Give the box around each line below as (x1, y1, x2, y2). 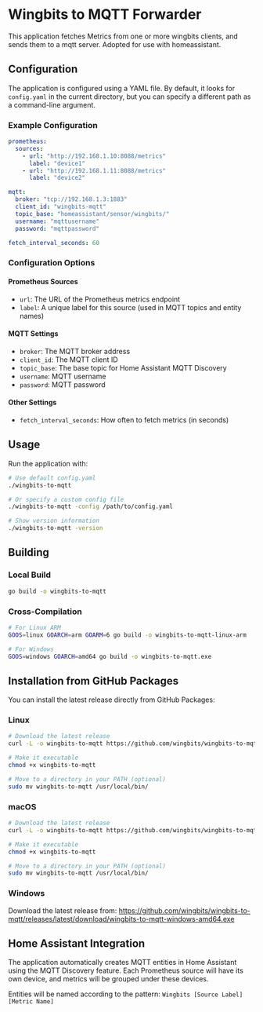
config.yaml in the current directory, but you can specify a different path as (8, 92, 251, 101)
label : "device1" (28, 159, 86, 167)
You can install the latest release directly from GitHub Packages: (8, 695, 215, 704)
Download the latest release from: (8, 905, 117, 915)
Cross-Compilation (8, 606, 82, 617)
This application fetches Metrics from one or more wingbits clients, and (8, 31, 239, 41)
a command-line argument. (8, 100, 96, 109)
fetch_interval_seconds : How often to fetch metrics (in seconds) (19, 415, 229, 425)
